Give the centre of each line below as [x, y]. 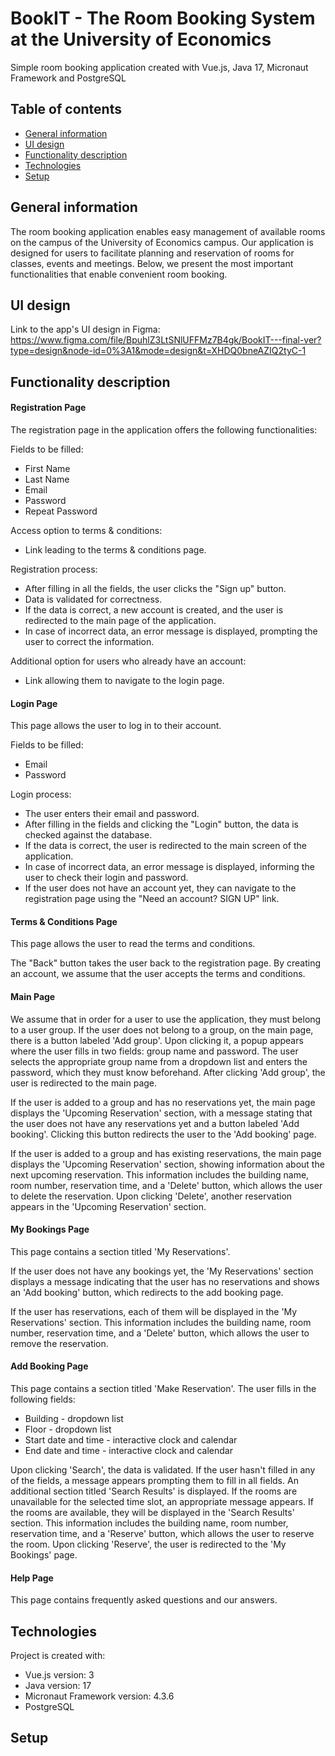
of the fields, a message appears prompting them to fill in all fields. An [154, 1480]
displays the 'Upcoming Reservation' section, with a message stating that [161, 1113]
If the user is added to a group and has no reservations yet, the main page [163, 1102]
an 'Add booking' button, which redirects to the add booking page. [147, 1292]
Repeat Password [61, 511]
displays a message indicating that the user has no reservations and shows [165, 1281]
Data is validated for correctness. [93, 599]
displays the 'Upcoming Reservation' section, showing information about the [167, 1164]
